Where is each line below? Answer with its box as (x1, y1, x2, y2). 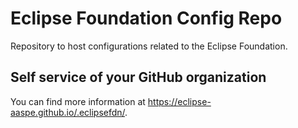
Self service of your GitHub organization (10, 69, 267, 86)
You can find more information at (10, 95, 146, 107)
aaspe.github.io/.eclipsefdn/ (10, 106, 126, 118)
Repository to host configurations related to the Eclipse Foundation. (10, 40, 288, 52)
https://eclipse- (147, 95, 212, 107)
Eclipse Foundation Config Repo (10, 7, 283, 30)
